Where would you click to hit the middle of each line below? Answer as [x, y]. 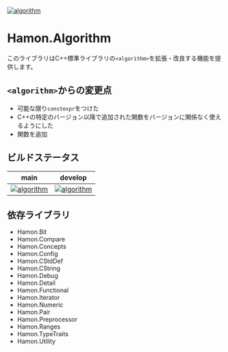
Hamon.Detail [36, 283]
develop [73, 177]
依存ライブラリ [39, 215]
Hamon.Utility [36, 341]
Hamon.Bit [32, 232]
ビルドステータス [43, 158]
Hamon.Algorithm [59, 38]
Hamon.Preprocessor [47, 320]
